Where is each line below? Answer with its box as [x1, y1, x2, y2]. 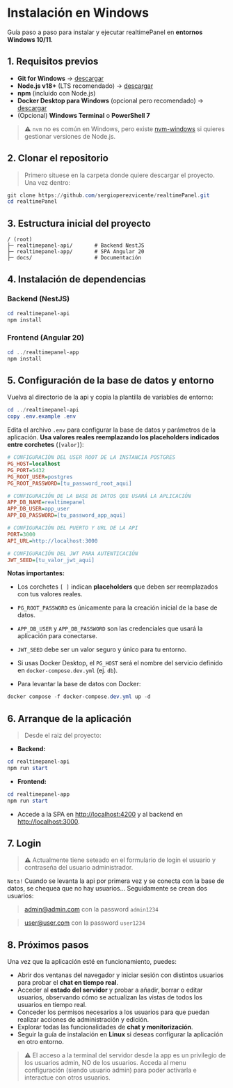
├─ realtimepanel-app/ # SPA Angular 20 [7, 248, 145, 255]
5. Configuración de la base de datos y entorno [7, 375, 214, 386]
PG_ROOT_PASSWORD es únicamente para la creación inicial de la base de [17, 603, 218, 612]
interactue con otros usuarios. [24, 1073, 111, 1082]
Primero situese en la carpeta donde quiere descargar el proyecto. [24, 171, 215, 179]
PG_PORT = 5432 [7, 467, 45, 474]
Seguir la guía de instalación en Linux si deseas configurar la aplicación [17, 1030, 223, 1038]
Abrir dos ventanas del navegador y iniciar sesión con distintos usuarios [17, 971, 224, 979]
